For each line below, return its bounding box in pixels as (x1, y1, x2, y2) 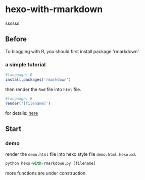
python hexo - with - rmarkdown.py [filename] (5, 161, 96, 166)
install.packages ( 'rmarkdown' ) (5, 77, 71, 82)
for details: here (5, 110, 38, 116)
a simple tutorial (5, 61, 46, 68)
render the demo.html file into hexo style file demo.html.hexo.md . (5, 151, 136, 157)
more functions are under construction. (5, 170, 87, 176)
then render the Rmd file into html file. (5, 86, 82, 92)
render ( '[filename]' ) (5, 101, 51, 106)
